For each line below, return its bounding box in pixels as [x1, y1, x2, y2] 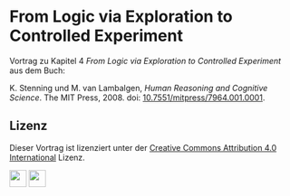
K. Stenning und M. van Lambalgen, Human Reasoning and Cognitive [9, 82, 268, 93]
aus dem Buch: [9, 65, 66, 76]
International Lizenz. [9, 152, 86, 163]
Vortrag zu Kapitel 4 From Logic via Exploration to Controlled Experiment [9, 55, 282, 66]
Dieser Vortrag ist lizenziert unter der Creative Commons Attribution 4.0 [9, 142, 277, 153]
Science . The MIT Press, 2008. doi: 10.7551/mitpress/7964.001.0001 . [9, 92, 266, 103]
